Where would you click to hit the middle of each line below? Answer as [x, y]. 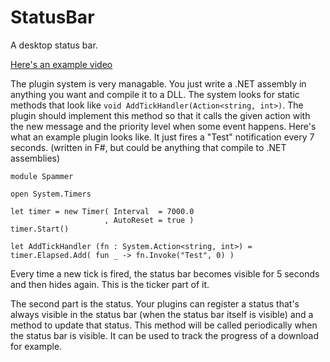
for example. [36, 346]
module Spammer [42, 176]
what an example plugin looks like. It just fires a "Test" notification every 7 [162, 137]
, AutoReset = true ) [149, 220]
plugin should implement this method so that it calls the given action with [160, 115]
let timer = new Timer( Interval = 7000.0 [102, 211]
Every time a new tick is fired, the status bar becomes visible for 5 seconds [165, 273]
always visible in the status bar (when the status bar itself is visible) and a [162, 314]
